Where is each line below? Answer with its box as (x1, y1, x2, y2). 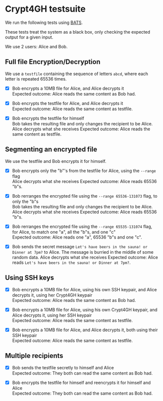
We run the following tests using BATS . (5, 20, 83, 25)
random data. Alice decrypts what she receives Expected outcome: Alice (12, 255, 158, 260)
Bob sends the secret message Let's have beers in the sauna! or (12, 243, 147, 249)
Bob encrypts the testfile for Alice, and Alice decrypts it (12, 100, 123, 106)
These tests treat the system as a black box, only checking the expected (5, 29, 150, 35)
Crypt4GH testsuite (5, 3, 86, 15)
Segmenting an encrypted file (5, 145, 97, 154)
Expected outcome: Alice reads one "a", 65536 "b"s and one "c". (12, 234, 142, 240)
